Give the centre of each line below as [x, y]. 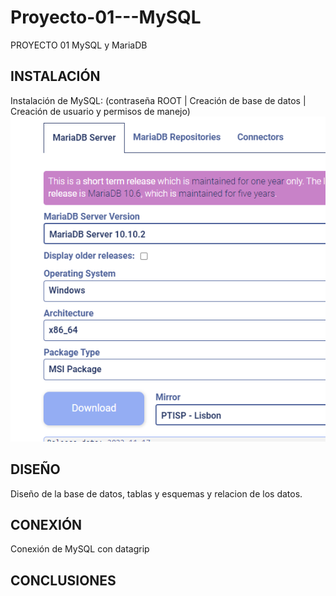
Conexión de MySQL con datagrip [80, 549]
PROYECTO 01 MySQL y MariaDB [79, 45]
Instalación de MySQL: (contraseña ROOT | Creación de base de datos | [158, 100]
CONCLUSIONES [63, 580]
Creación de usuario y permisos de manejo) [100, 111]
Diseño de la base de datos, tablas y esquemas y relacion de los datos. [156, 493]
